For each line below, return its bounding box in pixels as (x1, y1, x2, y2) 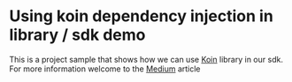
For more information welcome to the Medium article (9, 63, 201, 74)
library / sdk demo (9, 25, 146, 45)
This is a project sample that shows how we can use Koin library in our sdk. (9, 54, 283, 64)
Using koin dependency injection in (9, 6, 274, 26)
